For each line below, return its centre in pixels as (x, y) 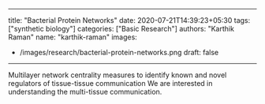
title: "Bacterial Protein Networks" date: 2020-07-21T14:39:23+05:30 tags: (129, 20)
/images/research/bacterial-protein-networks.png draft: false (119, 52)
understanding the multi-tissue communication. (85, 92)
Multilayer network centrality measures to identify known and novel (118, 75)
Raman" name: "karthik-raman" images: (73, 37)
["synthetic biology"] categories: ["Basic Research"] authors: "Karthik (121, 29)
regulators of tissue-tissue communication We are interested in (110, 83)
